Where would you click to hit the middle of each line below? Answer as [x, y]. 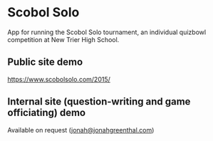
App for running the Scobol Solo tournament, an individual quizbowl [107, 32]
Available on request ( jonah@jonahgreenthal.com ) [81, 130]
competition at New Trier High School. [63, 39]
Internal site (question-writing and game [99, 101]
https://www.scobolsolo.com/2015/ [59, 79]
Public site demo [45, 62]
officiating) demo [47, 113]
